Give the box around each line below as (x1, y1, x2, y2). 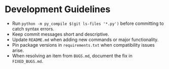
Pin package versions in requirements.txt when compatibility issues (12, 42, 155, 48)
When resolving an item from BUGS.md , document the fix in (12, 52, 133, 59)
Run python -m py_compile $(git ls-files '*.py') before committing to (12, 20, 164, 26)
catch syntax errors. (12, 25, 54, 31)
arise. (12, 47, 24, 53)
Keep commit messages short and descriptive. (12, 31, 109, 37)
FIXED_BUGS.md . (12, 58, 44, 64)
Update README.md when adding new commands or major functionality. (12, 37, 159, 43)
